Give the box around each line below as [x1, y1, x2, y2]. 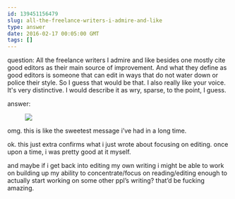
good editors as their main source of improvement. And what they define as [7, 64, 227, 72]
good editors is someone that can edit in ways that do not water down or [7, 71, 219, 80]
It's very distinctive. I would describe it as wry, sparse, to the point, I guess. [7, 86, 227, 95]
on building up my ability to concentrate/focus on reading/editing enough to [7, 169, 228, 177]
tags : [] [7, 37, 33, 44]
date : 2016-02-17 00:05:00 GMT [7, 30, 100, 37]
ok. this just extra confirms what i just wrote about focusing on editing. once [7, 140, 229, 149]
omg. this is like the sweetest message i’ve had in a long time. [7, 126, 187, 135]
